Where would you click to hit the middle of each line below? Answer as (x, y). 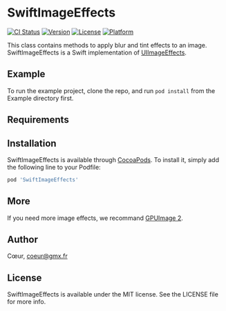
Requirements (38, 120)
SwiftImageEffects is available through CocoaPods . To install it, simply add (113, 159)
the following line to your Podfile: (54, 167)
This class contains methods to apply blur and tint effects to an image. (107, 45)
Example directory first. (40, 98)
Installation (32, 143)
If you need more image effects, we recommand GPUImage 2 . (95, 218)
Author (22, 240)
